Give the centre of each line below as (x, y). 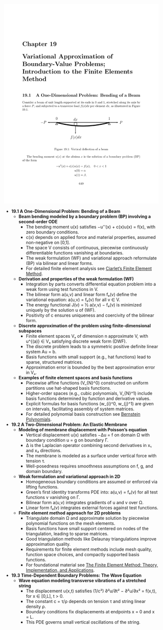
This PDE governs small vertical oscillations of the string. (83, 622)
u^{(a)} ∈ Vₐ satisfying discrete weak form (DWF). (76, 341)
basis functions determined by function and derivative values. (88, 398)
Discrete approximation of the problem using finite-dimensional (84, 326)
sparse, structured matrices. (54, 362)
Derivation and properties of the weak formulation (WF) (76, 279)
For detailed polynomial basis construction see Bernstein (83, 414)
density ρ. (36, 607)
